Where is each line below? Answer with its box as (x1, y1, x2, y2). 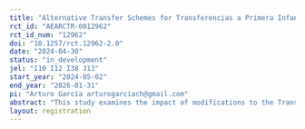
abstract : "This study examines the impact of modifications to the (9, 97, 274, 107)
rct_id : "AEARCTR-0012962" (9, 22, 112, 31)
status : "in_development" (9, 55, 107, 64)
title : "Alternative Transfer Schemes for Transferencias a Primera (9, 13, 274, 23)
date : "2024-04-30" (9, 47, 84, 56)
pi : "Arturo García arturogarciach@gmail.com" (9, 89, 189, 98)
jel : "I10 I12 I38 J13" (9, 64, 100, 74)
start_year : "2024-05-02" (9, 73, 107, 82)
